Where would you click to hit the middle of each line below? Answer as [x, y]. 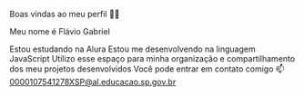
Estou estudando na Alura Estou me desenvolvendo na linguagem [133, 49]
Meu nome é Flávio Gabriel [60, 31]
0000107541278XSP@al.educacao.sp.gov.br [93, 82]
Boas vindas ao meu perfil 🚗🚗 [65, 14]
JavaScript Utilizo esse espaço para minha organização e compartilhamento [152, 58]
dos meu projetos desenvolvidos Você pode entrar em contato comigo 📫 [147, 69]
